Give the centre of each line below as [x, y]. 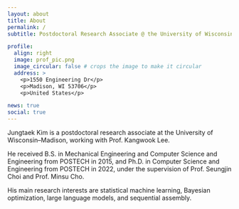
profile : [20, 47]
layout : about [28, 14]
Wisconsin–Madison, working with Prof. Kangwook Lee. [89, 140]
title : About [27, 21]
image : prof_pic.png [44, 60]
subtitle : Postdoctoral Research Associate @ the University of [105, 34]
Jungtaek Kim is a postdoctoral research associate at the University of [110, 133]
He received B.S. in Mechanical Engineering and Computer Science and [112, 154]
